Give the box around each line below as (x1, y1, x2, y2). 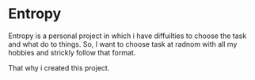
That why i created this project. (8, 63, 110, 72)
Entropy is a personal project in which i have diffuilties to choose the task (8, 31, 247, 40)
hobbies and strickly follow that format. (8, 48, 136, 57)
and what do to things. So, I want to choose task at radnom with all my (8, 39, 238, 48)
